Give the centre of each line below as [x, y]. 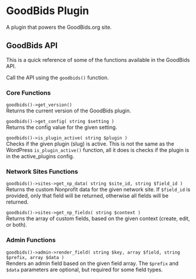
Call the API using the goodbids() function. [57, 77]
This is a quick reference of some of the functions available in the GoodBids [98, 59]
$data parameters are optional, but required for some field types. [84, 270]
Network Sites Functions [42, 171]
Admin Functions [31, 240]
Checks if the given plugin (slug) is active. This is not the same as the [90, 144]
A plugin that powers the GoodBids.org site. [59, 27]
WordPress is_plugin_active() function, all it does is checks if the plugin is [98, 150]
